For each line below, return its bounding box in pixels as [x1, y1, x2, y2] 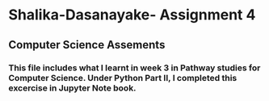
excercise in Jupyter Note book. [8, 82, 137, 94]
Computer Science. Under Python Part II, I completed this [8, 72, 237, 83]
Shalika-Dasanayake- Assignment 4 [8, 6, 256, 24]
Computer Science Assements [8, 38, 166, 52]
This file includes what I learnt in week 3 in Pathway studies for [8, 62, 261, 74]
